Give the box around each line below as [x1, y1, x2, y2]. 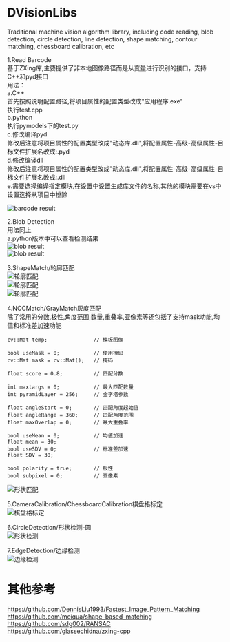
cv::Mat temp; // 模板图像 [7, 336, 124, 343]
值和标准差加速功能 [7, 321, 62, 329]
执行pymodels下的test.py [7, 121, 79, 130]
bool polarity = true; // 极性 [7, 465, 114, 472]
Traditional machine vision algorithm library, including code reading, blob [7, 28, 214, 36]
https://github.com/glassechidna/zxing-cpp [7, 627, 131, 635]
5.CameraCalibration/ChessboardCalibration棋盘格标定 [7, 499, 163, 508]
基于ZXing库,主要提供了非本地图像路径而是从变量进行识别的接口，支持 [7, 63, 207, 72]
